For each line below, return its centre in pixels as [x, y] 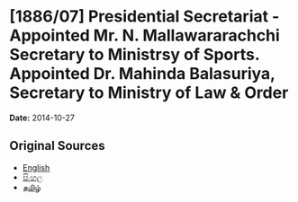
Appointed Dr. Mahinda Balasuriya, [142, 74]
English [36, 167]
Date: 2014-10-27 [42, 118]
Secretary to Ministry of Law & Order [149, 93]
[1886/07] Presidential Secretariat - [144, 17]
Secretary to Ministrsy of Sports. [135, 55]
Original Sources [57, 146]
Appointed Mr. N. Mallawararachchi [145, 35]
